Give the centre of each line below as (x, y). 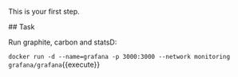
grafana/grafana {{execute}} (54, 64)
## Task (22, 27)
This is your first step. (44, 12)
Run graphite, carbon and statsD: (63, 42)
